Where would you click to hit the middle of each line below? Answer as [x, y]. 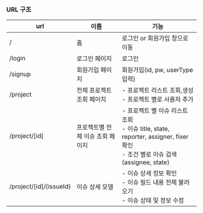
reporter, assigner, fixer [155, 137]
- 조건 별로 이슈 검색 [149, 154]
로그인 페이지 [94, 59]
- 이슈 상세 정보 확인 [149, 173]
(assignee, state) [146, 162]
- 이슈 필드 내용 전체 [149, 182]
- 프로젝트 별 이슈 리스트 [155, 111]
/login [18, 59]
